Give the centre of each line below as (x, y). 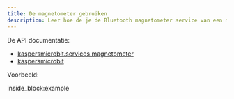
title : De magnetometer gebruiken (57, 14)
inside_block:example (38, 88)
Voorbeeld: (23, 75)
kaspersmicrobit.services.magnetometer (75, 54)
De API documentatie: (39, 40)
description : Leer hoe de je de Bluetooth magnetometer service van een (115, 20)
